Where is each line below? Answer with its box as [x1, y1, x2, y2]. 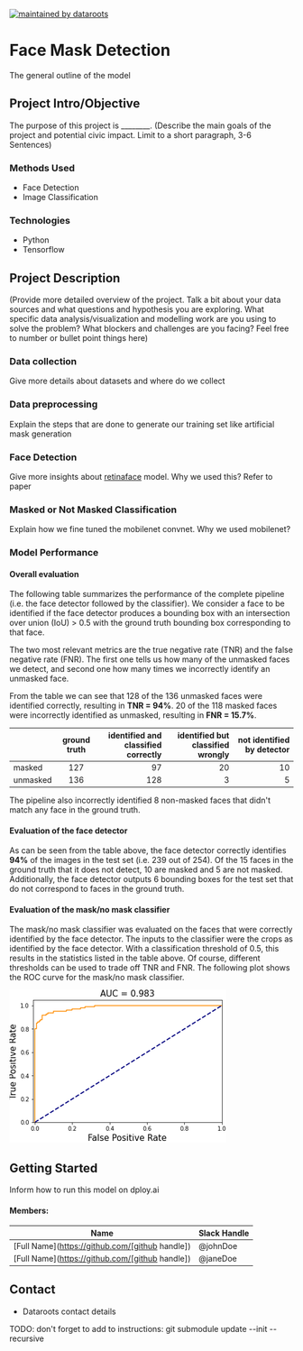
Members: [9, 1205, 50, 1216]
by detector [244, 744, 290, 755]
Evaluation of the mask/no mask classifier [9, 904, 170, 914]
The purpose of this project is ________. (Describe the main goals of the [9, 120, 272, 131]
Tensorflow [22, 244, 65, 255]
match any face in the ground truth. [9, 804, 142, 815]
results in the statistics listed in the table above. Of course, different [9, 952, 261, 964]
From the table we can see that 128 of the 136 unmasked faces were [9, 691, 263, 702]
